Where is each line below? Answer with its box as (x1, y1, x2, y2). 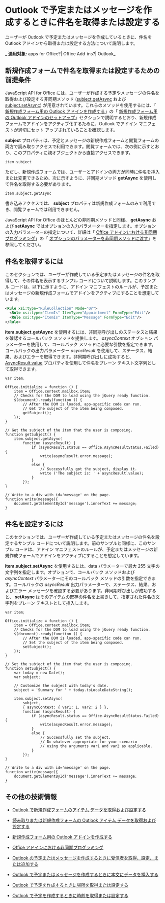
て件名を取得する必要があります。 (5, 181, 74, 187)
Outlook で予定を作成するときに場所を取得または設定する (12, 882, 129, 888)
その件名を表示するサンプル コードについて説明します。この (22, 277, 143, 284)
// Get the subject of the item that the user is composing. (5, 428, 133, 433)
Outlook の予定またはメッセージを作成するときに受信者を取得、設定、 (12, 855, 154, 861)
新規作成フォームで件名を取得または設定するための (5, 67, 160, 75)
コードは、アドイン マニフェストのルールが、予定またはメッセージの (14, 546, 154, 552)
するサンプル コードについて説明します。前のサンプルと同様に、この (9, 540, 147, 546)
